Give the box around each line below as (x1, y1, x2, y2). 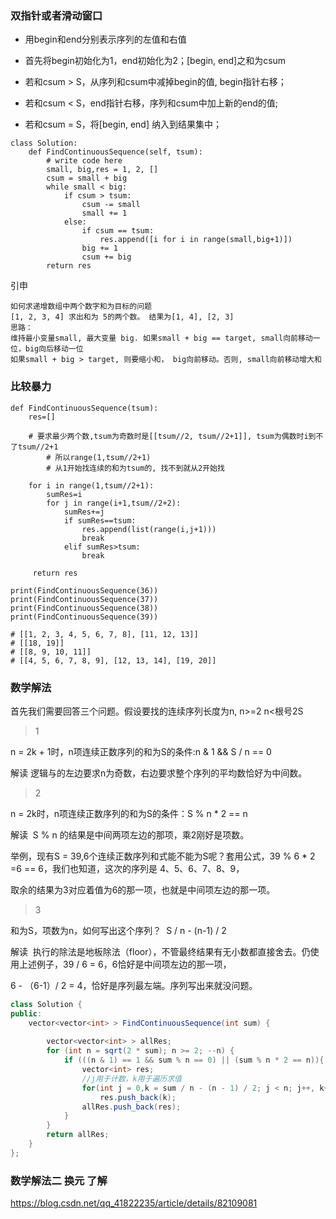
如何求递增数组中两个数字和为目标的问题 (10, 302, 152, 312)
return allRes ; (46, 1130, 110, 1140)
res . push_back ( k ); (99, 1092, 177, 1102)
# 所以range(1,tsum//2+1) (46, 452, 152, 462)
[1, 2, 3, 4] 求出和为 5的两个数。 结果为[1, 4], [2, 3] (10, 312, 235, 322)
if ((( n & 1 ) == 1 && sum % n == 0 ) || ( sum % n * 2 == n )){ (63, 1055, 325, 1066)
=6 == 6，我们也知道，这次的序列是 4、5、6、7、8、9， (10, 862, 245, 874)
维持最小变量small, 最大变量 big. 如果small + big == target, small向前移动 (10, 333, 313, 344)
